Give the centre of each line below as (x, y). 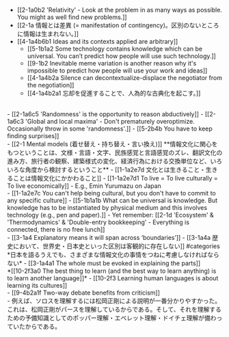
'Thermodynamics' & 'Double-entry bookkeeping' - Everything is (98, 222)
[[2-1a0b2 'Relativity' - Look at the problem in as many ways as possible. (119, 10)
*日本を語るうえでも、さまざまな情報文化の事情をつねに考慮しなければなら (113, 255)
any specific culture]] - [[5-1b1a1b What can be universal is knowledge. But (112, 200)
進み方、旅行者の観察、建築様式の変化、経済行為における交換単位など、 (109, 161)
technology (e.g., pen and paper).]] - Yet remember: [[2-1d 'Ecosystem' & (110, 215)
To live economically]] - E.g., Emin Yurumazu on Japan (84, 186)
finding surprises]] (33, 136)
